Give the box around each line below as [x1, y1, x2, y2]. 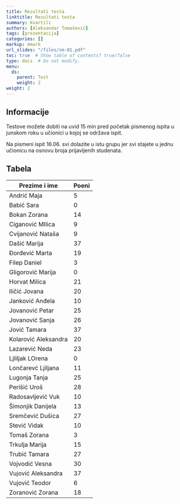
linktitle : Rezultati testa [6, 14, 76, 20]
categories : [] [6, 36, 44, 42]
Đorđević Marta [9, 249, 53, 257]
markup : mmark [6, 42, 41, 48]
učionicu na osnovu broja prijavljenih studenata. [6, 147, 123, 154]
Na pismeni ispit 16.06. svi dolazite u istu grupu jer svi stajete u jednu [6, 140, 174, 147]
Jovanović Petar [9, 306, 54, 314]
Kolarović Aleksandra [9, 335, 68, 343]
